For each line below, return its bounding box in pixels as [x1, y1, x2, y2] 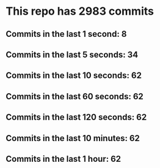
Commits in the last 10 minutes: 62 [5, 133, 140, 143]
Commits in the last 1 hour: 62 [5, 153, 122, 164]
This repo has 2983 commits [5, 4, 154, 18]
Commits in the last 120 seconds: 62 [5, 112, 147, 123]
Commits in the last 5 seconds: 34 [5, 49, 139, 59]
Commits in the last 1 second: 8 [5, 29, 127, 39]
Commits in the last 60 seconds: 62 [5, 91, 144, 102]
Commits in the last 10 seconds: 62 [5, 71, 142, 81]
